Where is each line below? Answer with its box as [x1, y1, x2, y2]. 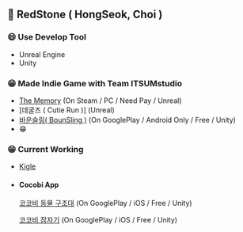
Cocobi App [18, 180, 59, 189]
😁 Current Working [7, 143, 84, 154]
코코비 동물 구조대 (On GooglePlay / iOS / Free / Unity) [18, 199, 192, 208]
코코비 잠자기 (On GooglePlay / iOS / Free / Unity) [18, 215, 178, 225]
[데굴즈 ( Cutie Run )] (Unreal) [18, 105, 116, 115]
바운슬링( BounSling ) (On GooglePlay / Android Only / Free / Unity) [18, 115, 237, 124]
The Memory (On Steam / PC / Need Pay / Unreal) [18, 96, 183, 105]
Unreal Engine [18, 49, 66, 59]
